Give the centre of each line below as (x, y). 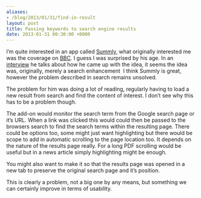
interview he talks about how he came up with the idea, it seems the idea (97, 65)
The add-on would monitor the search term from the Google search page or (101, 114)
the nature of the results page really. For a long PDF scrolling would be (94, 146)
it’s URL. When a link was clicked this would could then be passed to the (96, 120)
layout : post (23, 23)
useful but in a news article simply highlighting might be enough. (87, 153)
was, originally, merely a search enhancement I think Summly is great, (94, 71)
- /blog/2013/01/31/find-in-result (51, 18)
